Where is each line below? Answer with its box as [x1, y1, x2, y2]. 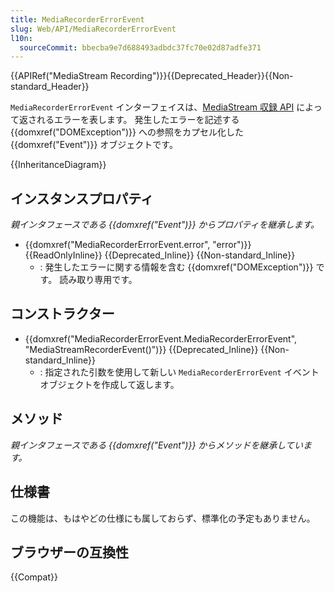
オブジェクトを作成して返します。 [39, 378, 180, 390]
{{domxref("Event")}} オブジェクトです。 [10, 139, 178, 151]
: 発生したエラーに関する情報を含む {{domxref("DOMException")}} [39, 261, 314, 273]
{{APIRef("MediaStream [10, 70, 108, 82]
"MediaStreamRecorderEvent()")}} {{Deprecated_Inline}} [24, 343, 259, 355]
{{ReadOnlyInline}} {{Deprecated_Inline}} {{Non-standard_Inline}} [24, 249, 296, 261]
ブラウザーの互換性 [10, 544, 129, 561]
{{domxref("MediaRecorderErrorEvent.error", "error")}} [24, 239, 252, 251]
